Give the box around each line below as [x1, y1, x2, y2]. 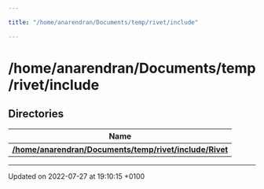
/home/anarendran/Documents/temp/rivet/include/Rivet [12, 143, 229, 154]
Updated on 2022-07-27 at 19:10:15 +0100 [8, 171, 145, 181]
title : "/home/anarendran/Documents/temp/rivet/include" [8, 18, 199, 26]
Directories [8, 107, 64, 120]
